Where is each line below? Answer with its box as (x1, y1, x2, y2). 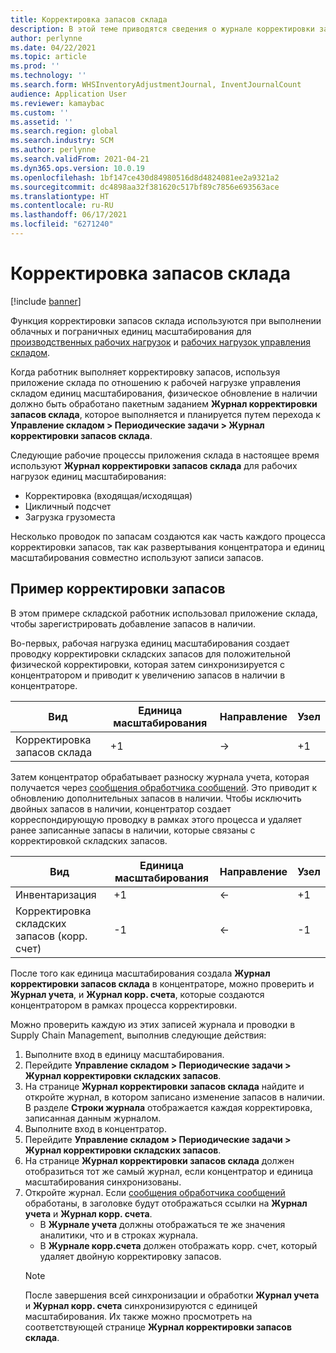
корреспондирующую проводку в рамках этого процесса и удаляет (10, 813, 303, 825)
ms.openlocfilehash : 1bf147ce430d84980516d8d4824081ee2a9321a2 (10, 172, 280, 183)
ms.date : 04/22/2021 (10, 42, 97, 53)
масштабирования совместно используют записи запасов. (10, 551, 264, 563)
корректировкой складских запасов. (10, 834, 168, 846)
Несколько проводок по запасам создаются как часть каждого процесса (10, 530, 326, 542)
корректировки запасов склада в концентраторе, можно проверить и (10, 977, 315, 990)
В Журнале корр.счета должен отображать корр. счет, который (39, 1239, 318, 1251)
